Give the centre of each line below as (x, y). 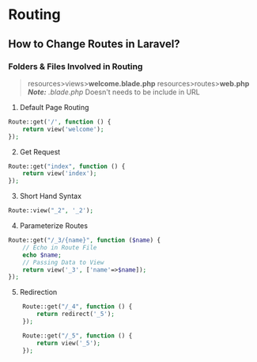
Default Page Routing (54, 107)
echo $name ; (42, 255)
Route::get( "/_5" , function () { (77, 335)
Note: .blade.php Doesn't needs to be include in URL (113, 92)
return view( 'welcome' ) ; (63, 129)
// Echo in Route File (60, 247)
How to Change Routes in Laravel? (94, 44)
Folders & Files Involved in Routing (76, 67)
